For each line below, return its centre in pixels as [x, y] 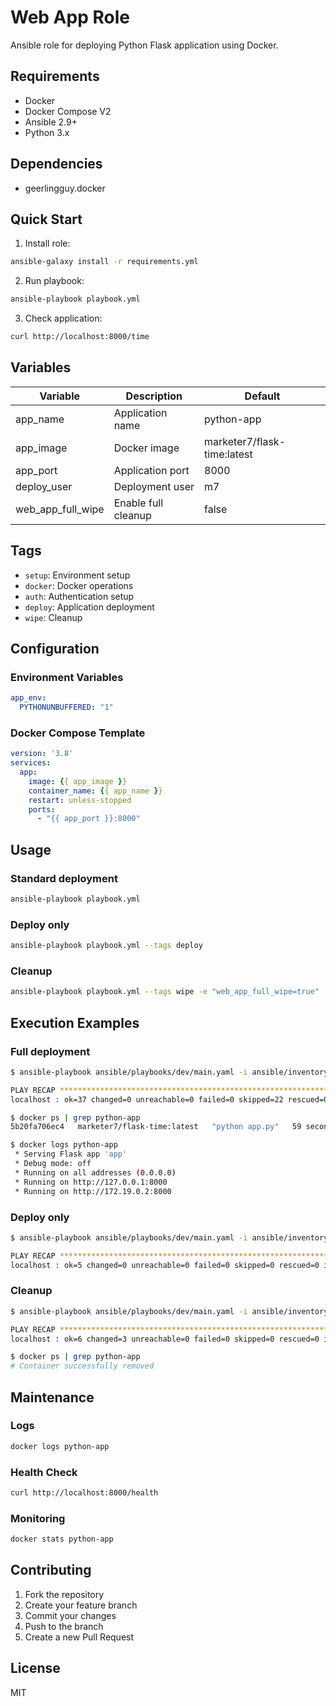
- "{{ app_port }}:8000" [88, 819]
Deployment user [154, 486]
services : [31, 763]
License [35, 1668]
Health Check [44, 1472]
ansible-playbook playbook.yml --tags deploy [106, 946]
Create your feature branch [81, 1605]
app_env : [28, 698]
